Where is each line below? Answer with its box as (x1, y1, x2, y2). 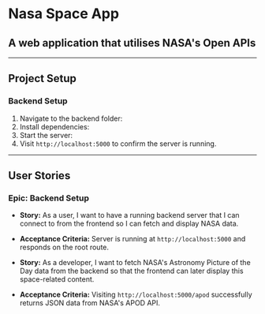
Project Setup (8, 72, 77, 85)
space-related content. (19, 275, 95, 284)
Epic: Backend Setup (8, 193, 89, 204)
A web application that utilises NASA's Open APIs (8, 36, 256, 50)
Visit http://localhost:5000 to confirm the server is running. (19, 139, 217, 148)
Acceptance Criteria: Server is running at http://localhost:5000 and (19, 234, 246, 244)
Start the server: (19, 130, 73, 140)
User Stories (8, 169, 71, 182)
